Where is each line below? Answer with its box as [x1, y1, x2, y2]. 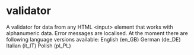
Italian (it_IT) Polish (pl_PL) [6, 42, 71, 49]
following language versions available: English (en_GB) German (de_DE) [6, 36, 181, 43]
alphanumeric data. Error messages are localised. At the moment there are [6, 29, 188, 36]
